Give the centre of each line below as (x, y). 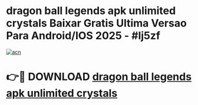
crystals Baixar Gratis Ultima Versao (96, 23)
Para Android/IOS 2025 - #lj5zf (83, 36)
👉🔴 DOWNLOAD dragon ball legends (99, 77)
